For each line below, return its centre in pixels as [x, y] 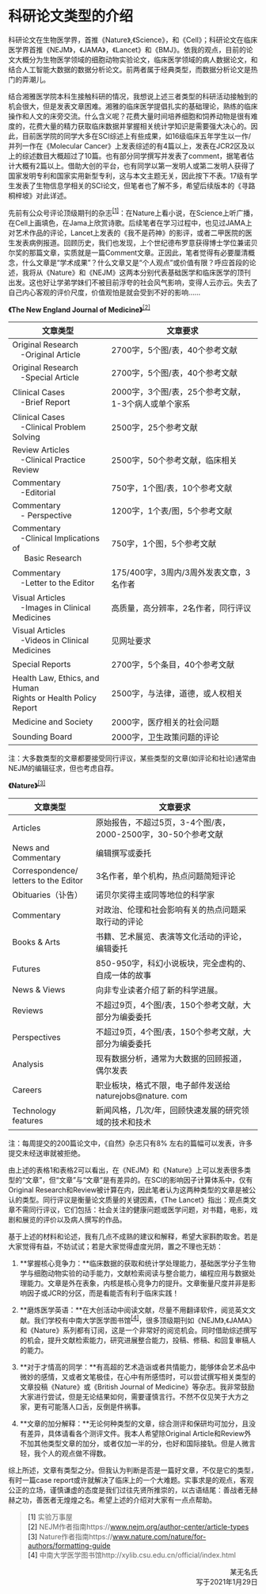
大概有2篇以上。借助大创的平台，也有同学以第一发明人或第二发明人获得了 [135, 166]
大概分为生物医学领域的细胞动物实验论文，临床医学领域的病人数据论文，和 [136, 60]
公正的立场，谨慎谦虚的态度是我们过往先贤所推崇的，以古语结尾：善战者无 [129, 1490]
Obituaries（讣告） [47, 895]
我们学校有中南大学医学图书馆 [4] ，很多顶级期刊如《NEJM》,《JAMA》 [144, 1319]
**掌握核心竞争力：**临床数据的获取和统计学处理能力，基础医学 [123, 1263]
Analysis [28, 1064]
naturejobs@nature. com [141, 1095]
